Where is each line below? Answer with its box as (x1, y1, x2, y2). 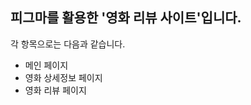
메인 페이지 (24, 59, 69, 71)
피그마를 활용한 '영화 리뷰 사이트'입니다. (10, 9, 242, 27)
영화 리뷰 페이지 (24, 84, 87, 96)
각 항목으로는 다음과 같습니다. (10, 38, 126, 50)
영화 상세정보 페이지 (24, 71, 103, 83)
